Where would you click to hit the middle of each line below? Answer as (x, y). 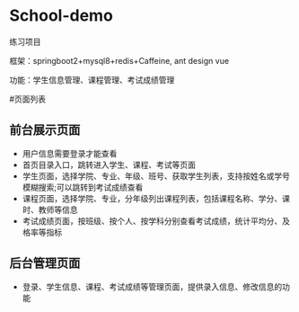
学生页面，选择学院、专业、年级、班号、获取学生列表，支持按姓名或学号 (156, 175)
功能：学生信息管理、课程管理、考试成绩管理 (92, 80)
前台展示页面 (45, 130)
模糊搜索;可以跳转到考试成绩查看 (83, 187)
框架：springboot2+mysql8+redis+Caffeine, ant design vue (119, 60)
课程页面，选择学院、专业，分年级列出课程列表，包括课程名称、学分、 (152, 198)
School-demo (62, 16)
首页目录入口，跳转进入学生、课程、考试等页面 (109, 165)
